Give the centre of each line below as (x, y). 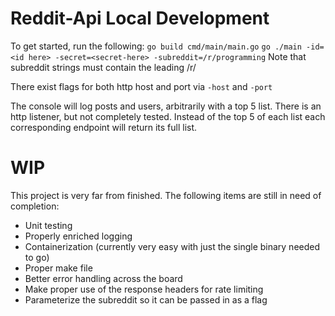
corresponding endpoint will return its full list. (104, 127)
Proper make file (58, 268)
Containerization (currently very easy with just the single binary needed (172, 246)
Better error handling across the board (103, 278)
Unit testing (48, 225)
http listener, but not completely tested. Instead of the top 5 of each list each (168, 116)
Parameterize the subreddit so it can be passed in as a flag (146, 299)
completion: (35, 206)
